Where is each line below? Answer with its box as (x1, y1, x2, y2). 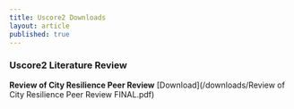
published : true (9, 29, 70, 38)
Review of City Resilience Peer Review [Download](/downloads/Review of (9, 80, 285, 90)
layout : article (9, 21, 70, 30)
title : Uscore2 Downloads (9, 13, 106, 22)
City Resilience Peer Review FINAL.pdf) (9, 88, 155, 99)
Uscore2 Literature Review (9, 59, 127, 71)
